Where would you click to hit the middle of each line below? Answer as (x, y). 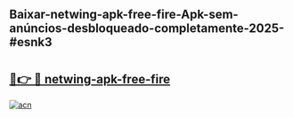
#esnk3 (31, 42)
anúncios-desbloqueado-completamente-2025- (147, 29)
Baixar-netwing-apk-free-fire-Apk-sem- (124, 15)
